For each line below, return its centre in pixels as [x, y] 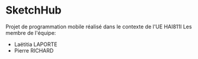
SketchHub [33, 10]
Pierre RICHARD [34, 50]
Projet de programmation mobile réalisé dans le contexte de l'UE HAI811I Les [99, 27]
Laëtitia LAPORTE [36, 44]
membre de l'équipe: [31, 32]
